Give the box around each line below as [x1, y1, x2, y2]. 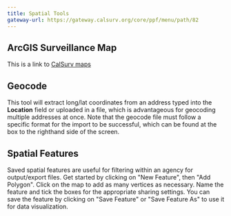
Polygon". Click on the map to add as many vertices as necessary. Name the [7, 180, 224, 188]
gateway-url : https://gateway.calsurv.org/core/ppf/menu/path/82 [7, 17, 199, 23]
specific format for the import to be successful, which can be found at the [7, 120, 217, 129]
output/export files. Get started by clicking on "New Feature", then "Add [7, 173, 211, 181]
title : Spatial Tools [7, 10, 70, 17]
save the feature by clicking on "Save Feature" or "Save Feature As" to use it [7, 195, 225, 203]
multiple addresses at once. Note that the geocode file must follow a [7, 113, 201, 121]
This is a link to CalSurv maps [7, 60, 92, 69]
